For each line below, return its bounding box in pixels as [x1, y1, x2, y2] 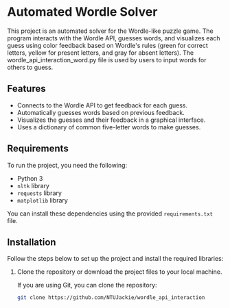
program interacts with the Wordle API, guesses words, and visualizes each [7, 34, 221, 42]
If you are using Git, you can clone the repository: [16, 281, 157, 290]
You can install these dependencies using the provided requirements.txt [7, 209, 214, 218]
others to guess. [7, 63, 54, 71]
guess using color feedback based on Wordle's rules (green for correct [7, 41, 208, 49]
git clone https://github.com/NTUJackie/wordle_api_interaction [16, 294, 205, 301]
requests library [16, 189, 62, 197]
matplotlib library [16, 196, 69, 204]
